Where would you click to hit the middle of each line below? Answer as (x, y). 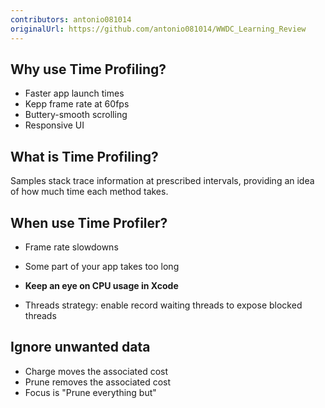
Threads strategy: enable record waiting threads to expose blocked (163, 305)
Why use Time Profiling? (88, 69)
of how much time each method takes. (89, 192)
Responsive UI (54, 125)
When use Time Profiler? (89, 222)
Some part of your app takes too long (102, 266)
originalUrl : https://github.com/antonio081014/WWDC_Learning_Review (158, 29)
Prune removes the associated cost (98, 382)
